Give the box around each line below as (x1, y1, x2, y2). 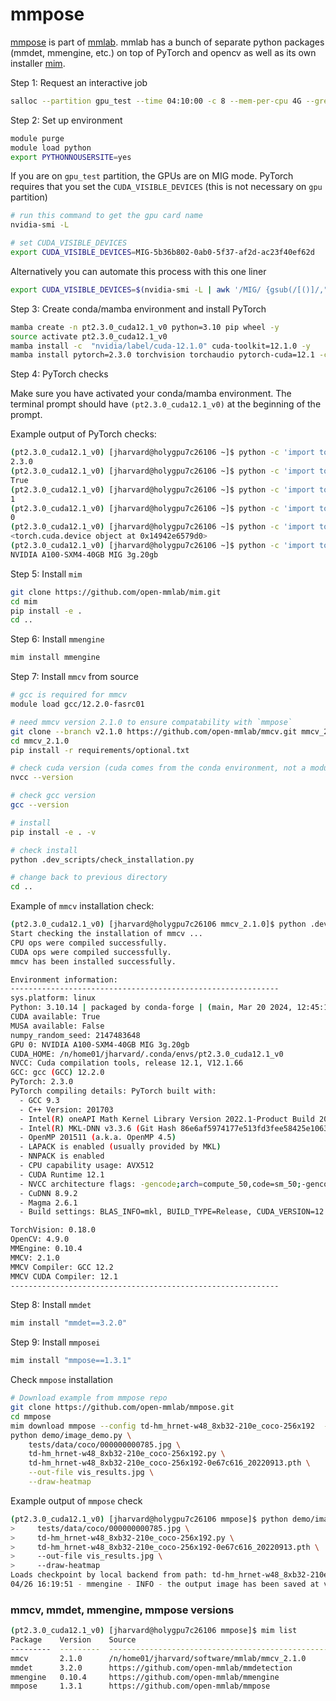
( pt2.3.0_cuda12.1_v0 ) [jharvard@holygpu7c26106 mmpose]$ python (10, 1514, 288, 1524)
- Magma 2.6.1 (19, 1198, 78, 1208)
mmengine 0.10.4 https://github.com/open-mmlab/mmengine (10, 1672, 280, 1682)
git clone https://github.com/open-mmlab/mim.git (10, 587, 222, 597)
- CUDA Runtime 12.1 (19, 1169, 105, 1180)
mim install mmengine (10, 653, 101, 663)
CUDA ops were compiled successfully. (10, 947, 172, 957)
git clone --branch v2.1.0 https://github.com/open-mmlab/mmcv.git (10, 726, 298, 737)
